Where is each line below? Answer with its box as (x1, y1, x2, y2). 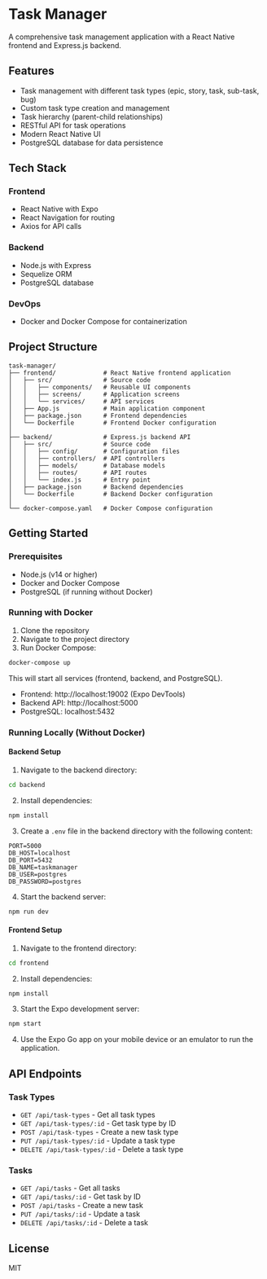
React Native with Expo (20, 204, 99, 214)
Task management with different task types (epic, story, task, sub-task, (20, 86, 260, 95)
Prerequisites (8, 551, 63, 562)
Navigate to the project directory (20, 634, 130, 644)
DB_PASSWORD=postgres (8, 877, 82, 886)
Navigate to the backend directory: (20, 765, 138, 775)
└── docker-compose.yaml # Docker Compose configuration (8, 504, 213, 512)
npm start (8, 1020, 42, 1028)
